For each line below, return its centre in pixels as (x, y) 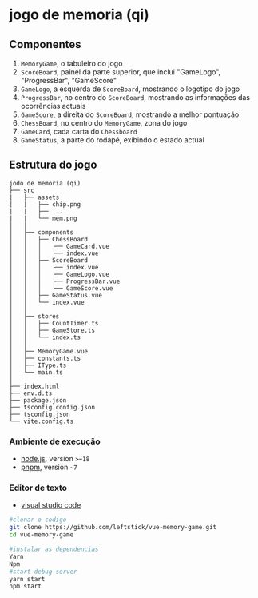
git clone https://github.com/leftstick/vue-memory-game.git (113, 528)
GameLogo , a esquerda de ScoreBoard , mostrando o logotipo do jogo (130, 89)
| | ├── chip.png (45, 204)
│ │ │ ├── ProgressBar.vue (65, 281)
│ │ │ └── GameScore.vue (61, 288)
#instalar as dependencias (54, 549)
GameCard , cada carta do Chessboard (79, 131)
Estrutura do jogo (53, 165)
